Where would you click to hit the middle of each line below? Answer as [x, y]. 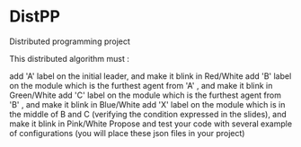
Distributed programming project [70, 41]
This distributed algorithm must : [70, 58]
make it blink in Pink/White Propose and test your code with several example [151, 124]
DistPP [35, 17]
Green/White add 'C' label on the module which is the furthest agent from [145, 95]
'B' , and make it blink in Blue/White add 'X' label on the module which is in [147, 104]
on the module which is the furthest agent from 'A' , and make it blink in [141, 85]
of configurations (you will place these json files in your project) [127, 133]
